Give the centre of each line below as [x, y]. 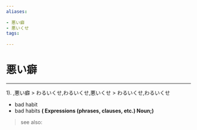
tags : [13, 34]
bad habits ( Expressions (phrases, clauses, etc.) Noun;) [84, 111]
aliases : [17, 11]
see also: [31, 122]
